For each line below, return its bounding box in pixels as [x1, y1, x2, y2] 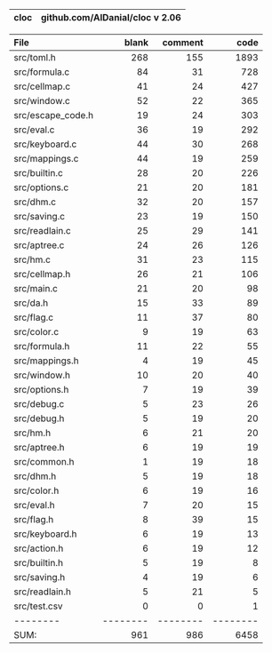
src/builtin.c [13, 167, 64, 179]
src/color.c [13, 326, 60, 338]
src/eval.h [13, 499, 55, 511]
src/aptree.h [13, 442, 65, 453]
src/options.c [13, 181, 69, 194]
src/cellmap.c [13, 80, 71, 92]
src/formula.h [13, 340, 70, 352]
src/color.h [13, 484, 60, 497]
